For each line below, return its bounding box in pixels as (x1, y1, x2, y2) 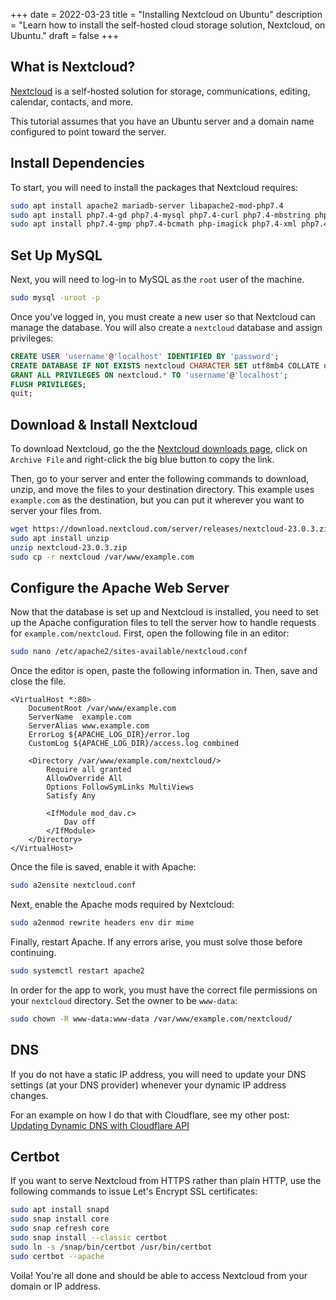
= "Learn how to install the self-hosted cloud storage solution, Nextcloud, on (10, 19, 326, 31)
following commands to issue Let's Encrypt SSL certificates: (10, 1185, 258, 1198)
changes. (10, 1089, 49, 1101)
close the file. (10, 675, 67, 688)
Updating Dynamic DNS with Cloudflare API (10, 1119, 190, 1131)
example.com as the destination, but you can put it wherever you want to (10, 494, 305, 506)
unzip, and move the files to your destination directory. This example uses (10, 484, 315, 496)
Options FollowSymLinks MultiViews (46, 782, 195, 793)
